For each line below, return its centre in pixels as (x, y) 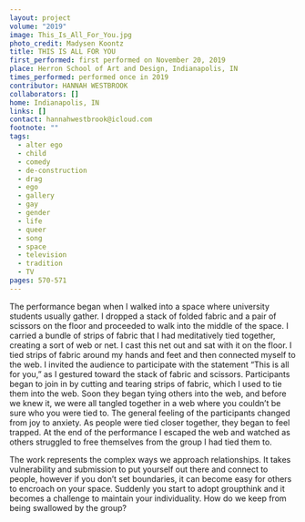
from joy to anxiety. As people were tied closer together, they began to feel (150, 422)
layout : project (40, 18)
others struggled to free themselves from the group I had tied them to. (141, 442)
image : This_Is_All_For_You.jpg (71, 35)
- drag (30, 179)
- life (30, 221)
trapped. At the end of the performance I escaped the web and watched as (150, 432)
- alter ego (41, 145)
